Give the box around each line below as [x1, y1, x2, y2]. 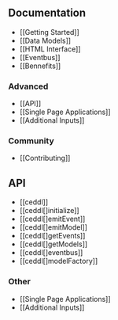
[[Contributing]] [19, 154, 71, 163]
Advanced [8, 81, 49, 92]
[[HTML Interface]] [19, 44, 81, 54]
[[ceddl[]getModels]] [19, 239, 88, 249]
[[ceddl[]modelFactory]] [19, 257, 98, 266]
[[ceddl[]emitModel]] [19, 223, 88, 232]
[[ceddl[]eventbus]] [19, 248, 83, 257]
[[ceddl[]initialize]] [19, 206, 80, 215]
